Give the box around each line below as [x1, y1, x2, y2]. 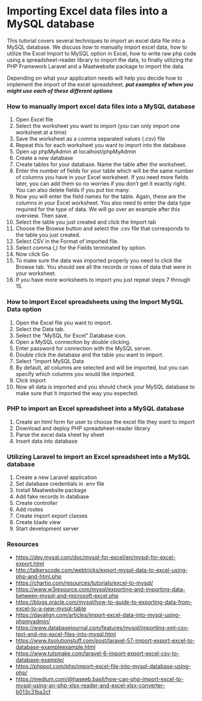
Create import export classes [15, 512, 88, 519]
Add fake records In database [15, 493, 90, 500]
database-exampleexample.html [15, 644, 96, 651]
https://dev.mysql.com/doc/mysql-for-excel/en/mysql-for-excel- [15, 554, 176, 561]
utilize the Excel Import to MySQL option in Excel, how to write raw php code [7, 49, 197, 57]
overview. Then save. [15, 212, 69, 220]
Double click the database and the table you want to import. [15, 351, 164, 358]
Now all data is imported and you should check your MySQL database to [15, 383, 195, 390]
